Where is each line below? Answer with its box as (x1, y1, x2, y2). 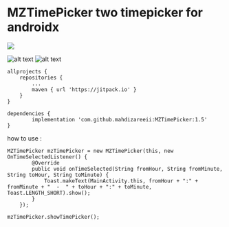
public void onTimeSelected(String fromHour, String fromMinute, (32, 165, 223, 172)
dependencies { (7, 110, 51, 117)
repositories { (19, 74, 63, 81)
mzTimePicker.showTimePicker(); (7, 213, 100, 220)
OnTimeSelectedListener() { (7, 153, 88, 160)
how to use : (7, 134, 43, 142)
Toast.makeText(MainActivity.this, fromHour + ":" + (43, 177, 198, 184)
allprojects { (7, 68, 48, 75)
